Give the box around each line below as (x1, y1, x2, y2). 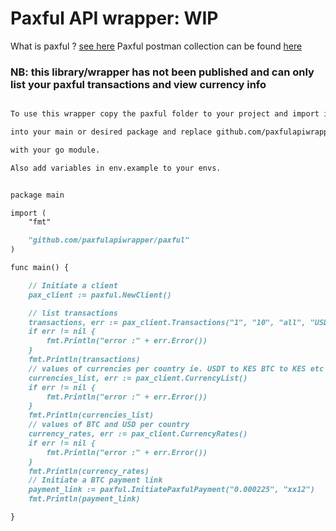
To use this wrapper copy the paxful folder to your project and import (10, 109, 320, 119)
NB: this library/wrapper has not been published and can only (10, 65, 315, 79)
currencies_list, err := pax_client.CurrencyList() (28, 373, 248, 383)
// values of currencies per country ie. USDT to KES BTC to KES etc (28, 363, 325, 374)
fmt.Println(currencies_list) (28, 410, 155, 421)
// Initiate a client (28, 280, 118, 291)
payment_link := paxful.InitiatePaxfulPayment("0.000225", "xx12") (28, 485, 315, 495)
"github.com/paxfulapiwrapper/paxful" (28, 235, 190, 246)
